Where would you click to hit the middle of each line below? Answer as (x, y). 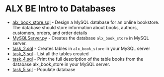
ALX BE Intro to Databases (60, 9)
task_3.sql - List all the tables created (50, 54)
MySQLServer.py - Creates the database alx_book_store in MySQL (81, 38)
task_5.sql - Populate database (44, 69)
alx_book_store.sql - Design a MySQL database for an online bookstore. (86, 22)
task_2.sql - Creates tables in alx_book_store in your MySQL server (81, 48)
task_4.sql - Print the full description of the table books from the (78, 59)
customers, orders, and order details (50, 33)
